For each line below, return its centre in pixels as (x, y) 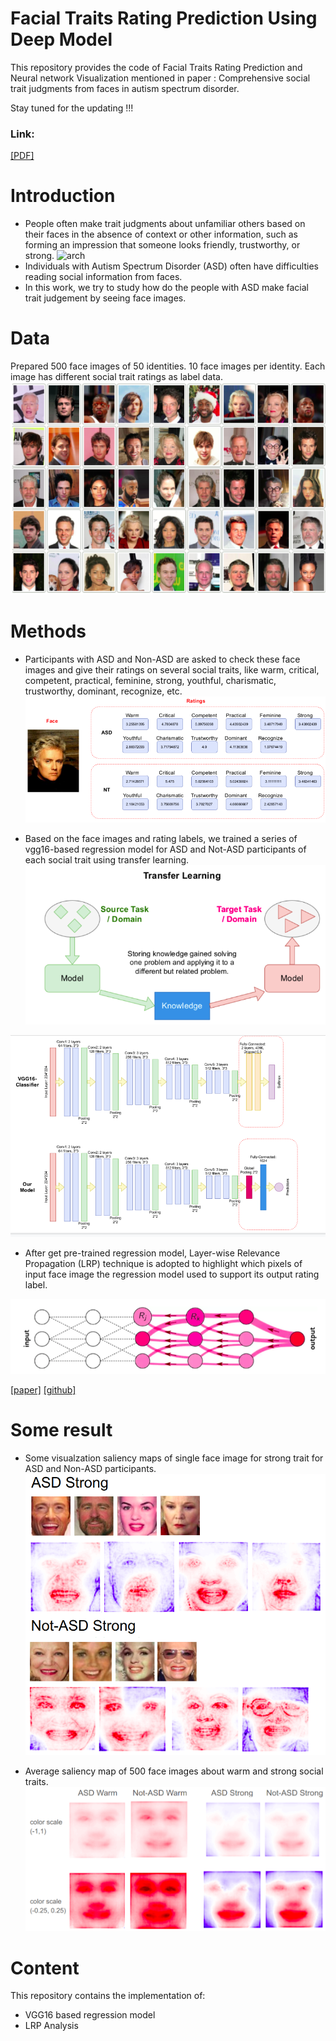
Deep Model (61, 39)
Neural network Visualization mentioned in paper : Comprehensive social (160, 78)
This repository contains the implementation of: (108, 1996)
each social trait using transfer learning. (107, 860)
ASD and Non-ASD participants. (90, 1468)
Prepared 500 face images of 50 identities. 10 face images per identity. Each (168, 366)
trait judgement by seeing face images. (105, 298)
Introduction (63, 196)
